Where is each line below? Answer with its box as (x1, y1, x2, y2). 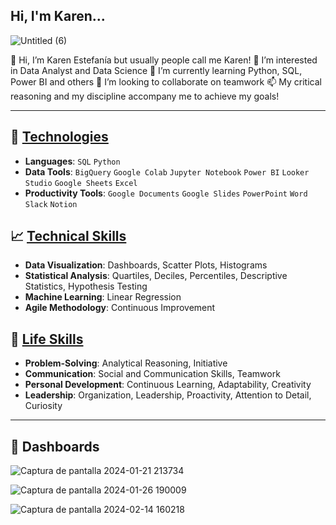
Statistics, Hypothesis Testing (24, 280, 148, 293)
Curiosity (24, 400, 63, 412)
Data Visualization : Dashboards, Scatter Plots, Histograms (24, 259, 268, 271)
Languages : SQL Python (24, 155, 121, 167)
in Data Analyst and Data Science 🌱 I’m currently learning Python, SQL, (10, 64, 303, 76)
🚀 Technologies (10, 129, 109, 146)
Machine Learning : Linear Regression (24, 291, 182, 303)
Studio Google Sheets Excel (24, 178, 138, 188)
